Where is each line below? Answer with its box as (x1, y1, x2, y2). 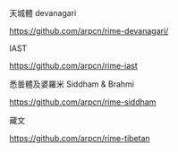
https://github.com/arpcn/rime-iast (9, 61, 139, 71)
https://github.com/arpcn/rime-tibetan (9, 133, 150, 143)
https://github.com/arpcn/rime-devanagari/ (9, 26, 169, 36)
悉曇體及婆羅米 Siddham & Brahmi (9, 79, 134, 89)
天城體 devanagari (9, 8, 77, 18)
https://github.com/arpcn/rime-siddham (9, 97, 157, 107)
